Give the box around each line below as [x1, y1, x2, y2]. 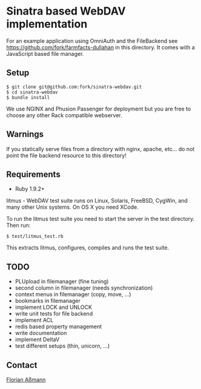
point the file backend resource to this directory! [6, 152, 127, 159]
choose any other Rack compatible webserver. [6, 111, 122, 119]
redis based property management [15, 323, 102, 330]
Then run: [6, 222, 31, 229]
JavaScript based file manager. [6, 50, 84, 57]
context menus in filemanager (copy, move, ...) [15, 291, 131, 298]
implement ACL [15, 317, 54, 324]
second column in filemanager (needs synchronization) [15, 284, 153, 292]
